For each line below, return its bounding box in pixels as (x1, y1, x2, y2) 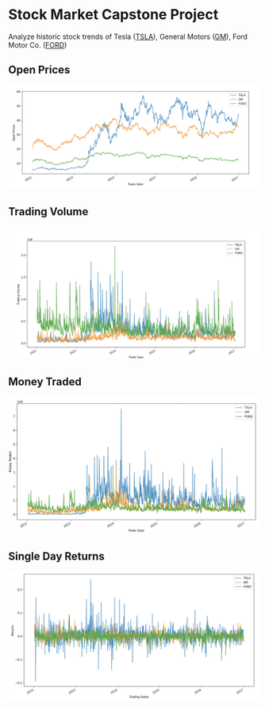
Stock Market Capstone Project (8, 6, 219, 24)
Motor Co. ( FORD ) (8, 40, 67, 49)
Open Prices (8, 63, 71, 77)
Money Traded (8, 375, 82, 388)
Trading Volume (8, 205, 89, 218)
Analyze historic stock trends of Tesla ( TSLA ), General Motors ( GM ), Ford (8, 32, 248, 41)
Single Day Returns (8, 549, 105, 563)
